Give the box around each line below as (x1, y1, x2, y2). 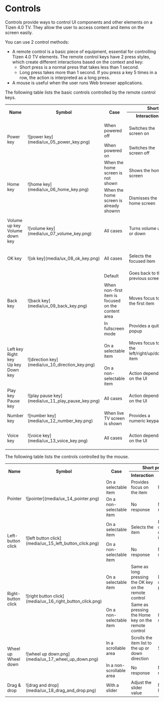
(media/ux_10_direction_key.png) (27, 362, 95, 368)
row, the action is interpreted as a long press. (19, 75, 111, 80)
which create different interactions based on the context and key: (12, 59, 144, 65)
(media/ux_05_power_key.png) (27, 139, 90, 145)
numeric (129, 418, 145, 424)
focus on (131, 484, 149, 490)
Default (104, 273, 119, 278)
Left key (7, 346, 23, 352)
